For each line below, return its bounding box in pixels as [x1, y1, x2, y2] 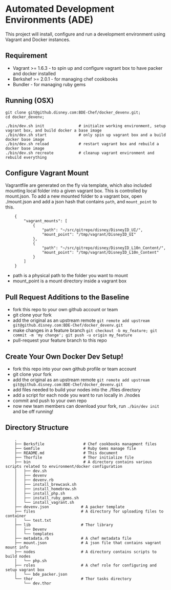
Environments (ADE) [5, 14, 94, 26]
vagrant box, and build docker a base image [5, 128, 102, 133]
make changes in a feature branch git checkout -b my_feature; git [12, 327, 158, 334]
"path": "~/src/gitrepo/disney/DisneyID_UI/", [41, 227, 143, 233]
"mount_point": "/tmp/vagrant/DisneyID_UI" [41, 232, 137, 237]
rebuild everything [5, 155, 47, 160]
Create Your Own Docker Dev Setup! [5, 352, 124, 361]
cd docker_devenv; [5, 114, 45, 120]
